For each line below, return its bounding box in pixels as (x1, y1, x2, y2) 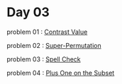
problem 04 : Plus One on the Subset (6, 68, 115, 77)
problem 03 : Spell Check (6, 54, 81, 64)
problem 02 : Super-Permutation (6, 41, 101, 49)
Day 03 (6, 4, 50, 20)
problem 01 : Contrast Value (6, 28, 88, 36)
